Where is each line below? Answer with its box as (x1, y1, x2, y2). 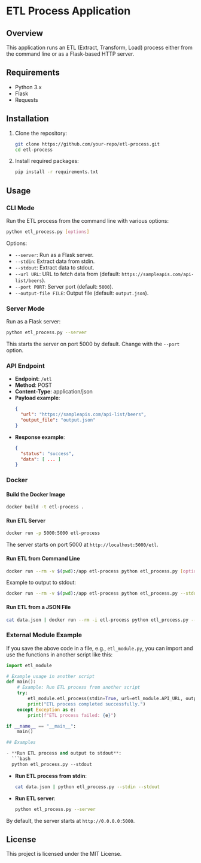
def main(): (6, 679, 36, 685)
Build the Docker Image (6, 490, 66, 498)
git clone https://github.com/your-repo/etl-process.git (14, 141, 160, 147)
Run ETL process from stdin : (14, 772, 87, 779)
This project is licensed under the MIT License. (6, 850, 122, 858)
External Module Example (6, 631, 83, 639)
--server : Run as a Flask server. (14, 251, 94, 258)
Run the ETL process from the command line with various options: (6, 217, 169, 224)
